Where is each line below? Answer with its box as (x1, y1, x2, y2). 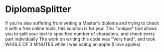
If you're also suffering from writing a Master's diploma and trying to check (5, 20, 160, 26)
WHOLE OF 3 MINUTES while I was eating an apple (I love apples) (5, 41, 141, 47)
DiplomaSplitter (5, 3, 71, 15)
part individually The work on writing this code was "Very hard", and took (5, 36, 156, 42)
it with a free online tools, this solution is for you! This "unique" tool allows (5, 25, 157, 31)
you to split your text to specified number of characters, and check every (5, 30, 156, 36)
